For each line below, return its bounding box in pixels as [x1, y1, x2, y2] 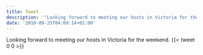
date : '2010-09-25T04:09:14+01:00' [6, 20, 96, 26]
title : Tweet [6, 8, 39, 15]
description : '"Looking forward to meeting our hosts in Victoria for [6, 14, 188, 20]
